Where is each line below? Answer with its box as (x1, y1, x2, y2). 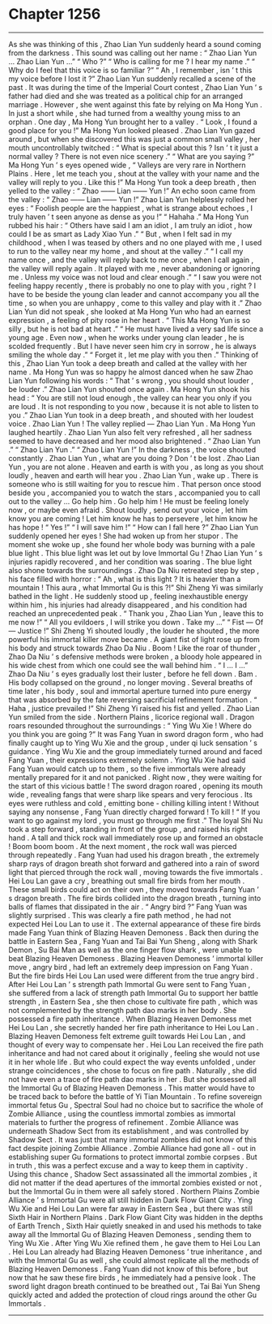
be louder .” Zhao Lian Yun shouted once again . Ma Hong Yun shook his (8, 384, 250, 394)
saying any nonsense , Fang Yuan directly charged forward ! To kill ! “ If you (8, 807, 261, 817)
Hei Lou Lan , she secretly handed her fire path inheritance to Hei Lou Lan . (8, 1022, 259, 1032)
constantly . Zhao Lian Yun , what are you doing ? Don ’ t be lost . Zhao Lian (8, 453, 261, 463)
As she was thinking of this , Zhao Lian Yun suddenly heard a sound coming (8, 39, 261, 49)
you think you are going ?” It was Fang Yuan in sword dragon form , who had (8, 729, 264, 739)
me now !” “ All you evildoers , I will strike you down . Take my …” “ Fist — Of (8, 617, 264, 627)
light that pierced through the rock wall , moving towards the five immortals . (8, 867, 263, 877)
